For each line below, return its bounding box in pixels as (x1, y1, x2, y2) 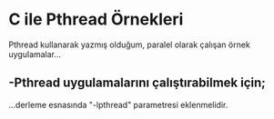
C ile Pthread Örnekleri (8, 9, 184, 30)
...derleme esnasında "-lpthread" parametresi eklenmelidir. (8, 99, 228, 110)
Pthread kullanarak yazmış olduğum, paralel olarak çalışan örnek (8, 39, 251, 50)
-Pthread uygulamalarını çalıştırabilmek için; (8, 75, 266, 91)
